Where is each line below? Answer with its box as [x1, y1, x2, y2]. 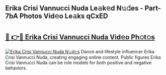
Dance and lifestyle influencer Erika [80, 49, 155, 54]
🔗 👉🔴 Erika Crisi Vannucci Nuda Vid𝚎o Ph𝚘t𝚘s [5, 33, 155, 41]
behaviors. [5, 65, 28, 71]
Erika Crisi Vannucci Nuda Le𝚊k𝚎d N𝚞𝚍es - [5, 4, 143, 13]
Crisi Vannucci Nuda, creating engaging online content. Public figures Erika [5, 54, 161, 60]
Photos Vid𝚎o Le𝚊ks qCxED [19, 12, 108, 21]
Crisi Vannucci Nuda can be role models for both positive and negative [5, 60, 152, 65]
